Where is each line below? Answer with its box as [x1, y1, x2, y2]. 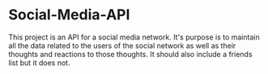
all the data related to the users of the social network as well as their [8, 40, 236, 50]
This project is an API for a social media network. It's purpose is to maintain [8, 32, 261, 42]
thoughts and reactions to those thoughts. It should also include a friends [8, 49, 253, 59]
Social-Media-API [8, 6, 130, 24]
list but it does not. [8, 58, 70, 68]
